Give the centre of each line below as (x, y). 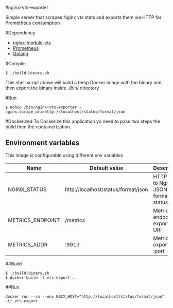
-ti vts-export (22, 301)
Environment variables (42, 143)
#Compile (16, 63)
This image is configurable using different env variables (64, 155)
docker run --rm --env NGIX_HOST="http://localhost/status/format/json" (85, 296)
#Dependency (20, 33)
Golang (20, 54)
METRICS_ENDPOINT (34, 220)
